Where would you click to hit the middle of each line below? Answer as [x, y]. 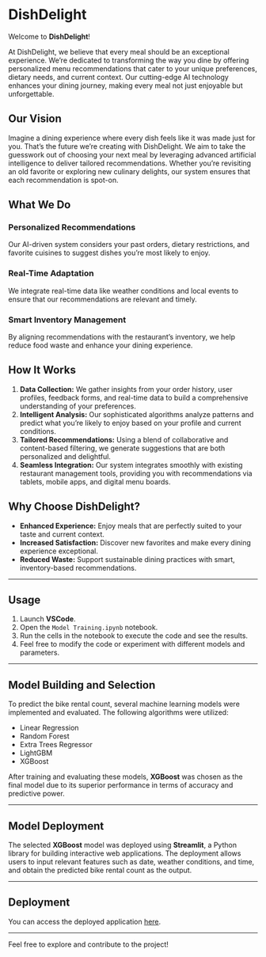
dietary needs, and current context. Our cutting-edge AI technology [119, 77]
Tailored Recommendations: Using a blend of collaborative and [124, 439]
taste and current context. [62, 534]
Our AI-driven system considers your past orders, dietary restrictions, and [129, 245]
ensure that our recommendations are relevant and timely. [103, 299]
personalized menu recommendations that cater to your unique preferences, [133, 68]
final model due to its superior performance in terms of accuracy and [121, 785]
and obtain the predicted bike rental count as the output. [100, 870]
